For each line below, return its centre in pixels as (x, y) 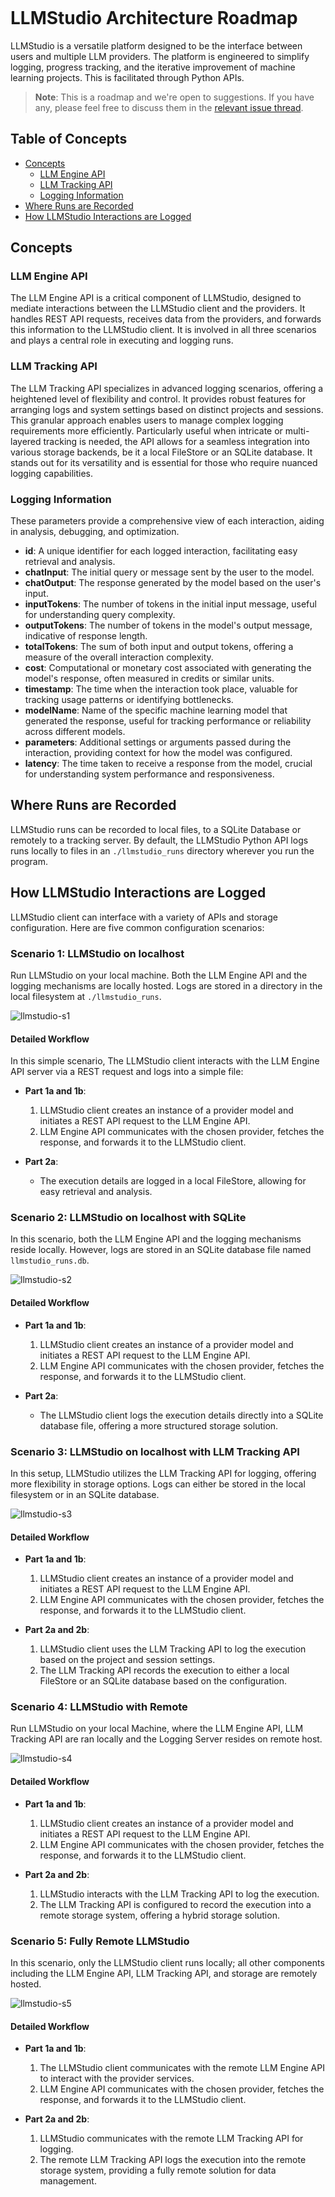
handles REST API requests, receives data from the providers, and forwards (166, 319)
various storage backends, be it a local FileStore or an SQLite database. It (161, 452)
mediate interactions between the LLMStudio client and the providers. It (158, 309)
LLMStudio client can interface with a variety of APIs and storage (144, 917)
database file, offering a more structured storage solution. (159, 1425)
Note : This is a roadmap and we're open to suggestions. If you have (174, 97)
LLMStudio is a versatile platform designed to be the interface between (156, 45)
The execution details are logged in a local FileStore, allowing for (173, 1181)
